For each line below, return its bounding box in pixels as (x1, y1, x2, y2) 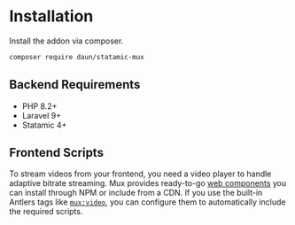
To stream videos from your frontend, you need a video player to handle (9, 168, 272, 179)
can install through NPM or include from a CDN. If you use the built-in (9, 188, 263, 198)
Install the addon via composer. (9, 35, 124, 46)
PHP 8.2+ (21, 100, 58, 112)
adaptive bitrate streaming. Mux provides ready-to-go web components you (9, 178, 287, 189)
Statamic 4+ (21, 120, 67, 130)
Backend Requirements (9, 77, 141, 92)
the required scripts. (9, 206, 83, 217)
